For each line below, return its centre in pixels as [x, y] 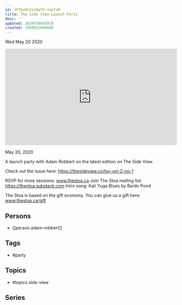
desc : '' [14, 19]
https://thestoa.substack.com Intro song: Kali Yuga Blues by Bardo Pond [78, 186]
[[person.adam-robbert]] [37, 228]
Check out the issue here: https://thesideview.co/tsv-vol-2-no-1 [69, 171]
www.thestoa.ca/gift [26, 201]
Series [15, 297]
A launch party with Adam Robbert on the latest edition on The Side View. [79, 162]
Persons [18, 216]
